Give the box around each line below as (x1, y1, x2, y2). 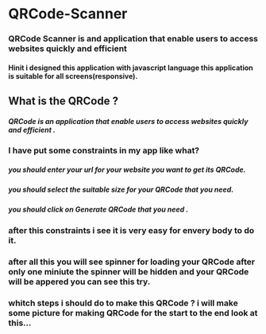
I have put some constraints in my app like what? (8, 145, 200, 156)
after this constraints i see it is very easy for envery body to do (8, 224, 255, 235)
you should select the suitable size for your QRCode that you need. (8, 184, 234, 195)
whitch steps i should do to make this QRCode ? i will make (8, 297, 238, 309)
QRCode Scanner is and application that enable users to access (8, 33, 259, 45)
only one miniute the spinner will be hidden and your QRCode (8, 266, 249, 277)
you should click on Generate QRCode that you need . (8, 204, 189, 215)
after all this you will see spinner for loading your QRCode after (8, 256, 256, 267)
